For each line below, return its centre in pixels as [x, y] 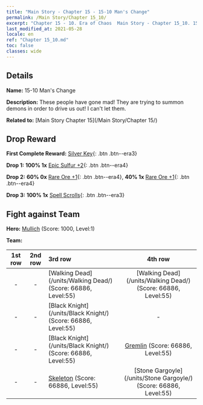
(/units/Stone [142, 378]
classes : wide [24, 51]
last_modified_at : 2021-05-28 [44, 29]
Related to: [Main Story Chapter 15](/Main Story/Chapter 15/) [82, 120]
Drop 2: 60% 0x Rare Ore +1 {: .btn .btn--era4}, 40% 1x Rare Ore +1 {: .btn [98, 177]
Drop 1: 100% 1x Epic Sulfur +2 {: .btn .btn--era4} [67, 165]
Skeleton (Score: [72, 378]
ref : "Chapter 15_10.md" [37, 40]
